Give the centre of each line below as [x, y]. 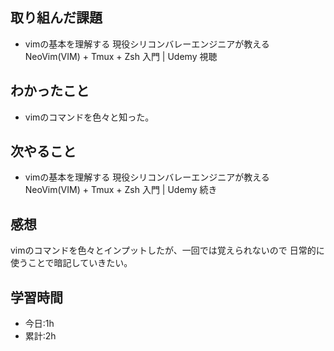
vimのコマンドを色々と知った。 [89, 117]
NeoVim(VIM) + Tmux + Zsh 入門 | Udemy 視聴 [121, 56]
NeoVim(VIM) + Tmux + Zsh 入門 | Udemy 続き [121, 190]
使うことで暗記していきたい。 [71, 263]
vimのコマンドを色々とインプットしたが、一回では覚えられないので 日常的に [167, 250]
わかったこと [50, 91]
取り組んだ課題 [56, 18]
